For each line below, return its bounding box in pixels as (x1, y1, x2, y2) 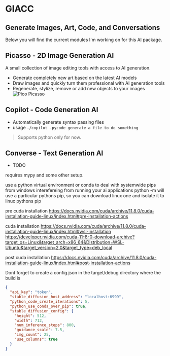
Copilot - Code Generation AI (5, 105, 98, 114)
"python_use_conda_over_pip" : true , (10, 304, 87, 309)
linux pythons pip (5, 198, 42, 204)
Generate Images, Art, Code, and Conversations (5, 23, 160, 32)
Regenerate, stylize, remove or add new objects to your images (12, 85, 145, 91)
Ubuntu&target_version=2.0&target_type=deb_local (5, 244, 113, 251)
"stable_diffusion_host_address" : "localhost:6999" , (10, 295, 124, 300)
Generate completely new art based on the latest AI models (12, 75, 137, 81)
